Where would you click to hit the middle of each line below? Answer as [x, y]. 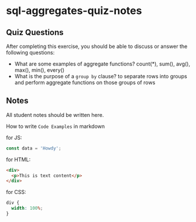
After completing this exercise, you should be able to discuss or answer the [97, 46]
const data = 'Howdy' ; [34, 148]
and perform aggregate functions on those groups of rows [85, 82]
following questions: [30, 53]
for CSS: [16, 192]
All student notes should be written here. [55, 115]
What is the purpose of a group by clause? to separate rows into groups [101, 76]
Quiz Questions [35, 32]
